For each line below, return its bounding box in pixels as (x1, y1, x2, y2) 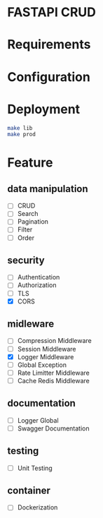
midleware (7, 318, 55, 330)
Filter (17, 225, 33, 234)
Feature (7, 155, 53, 171)
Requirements (7, 37, 91, 53)
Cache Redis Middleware (17, 376, 90, 385)
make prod (7, 131, 36, 138)
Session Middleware (17, 344, 76, 353)
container (7, 485, 51, 497)
